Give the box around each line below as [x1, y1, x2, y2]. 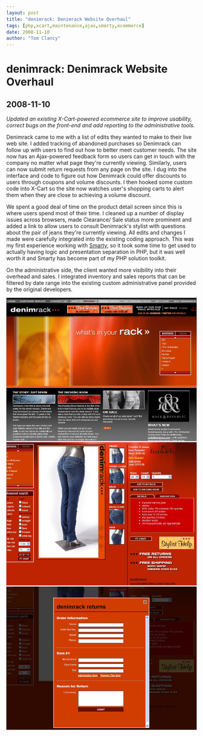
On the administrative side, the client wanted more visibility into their [6, 267, 177, 274]
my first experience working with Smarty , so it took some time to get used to [6, 242, 196, 249]
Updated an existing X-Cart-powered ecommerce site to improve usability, [6, 115, 192, 122]
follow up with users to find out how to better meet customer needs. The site [6, 146, 197, 154]
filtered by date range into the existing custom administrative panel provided [6, 279, 196, 287]
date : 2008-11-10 [6, 29, 50, 35]
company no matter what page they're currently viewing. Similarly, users [6, 159, 187, 167]
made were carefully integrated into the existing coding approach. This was [6, 235, 195, 243]
